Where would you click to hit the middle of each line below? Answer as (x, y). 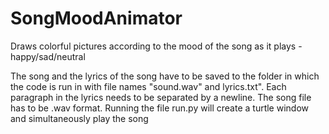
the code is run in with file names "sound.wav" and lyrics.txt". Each (148, 86)
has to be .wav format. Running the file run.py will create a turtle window (160, 108)
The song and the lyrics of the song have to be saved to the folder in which (165, 76)
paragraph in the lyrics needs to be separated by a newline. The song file (161, 97)
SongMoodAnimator (96, 18)
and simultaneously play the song (79, 118)
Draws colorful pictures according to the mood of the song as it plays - (156, 46)
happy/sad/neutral (48, 56)
